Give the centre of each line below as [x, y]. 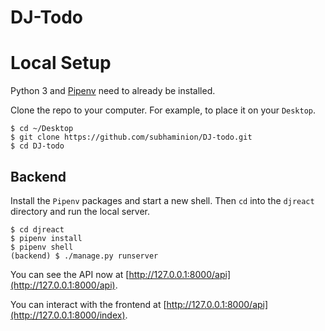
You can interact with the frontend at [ [88, 304]
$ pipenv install [46, 238]
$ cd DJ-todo [37, 146]
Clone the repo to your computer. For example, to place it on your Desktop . [163, 110]
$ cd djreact [37, 229]
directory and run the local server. [80, 211]
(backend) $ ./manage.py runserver [84, 256]
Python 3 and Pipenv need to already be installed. [113, 91]
